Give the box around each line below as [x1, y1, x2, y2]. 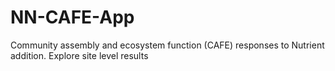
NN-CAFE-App [10, 6, 135, 29]
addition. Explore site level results [10, 49, 149, 61]
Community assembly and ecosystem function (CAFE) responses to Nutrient [10, 39, 325, 51]
